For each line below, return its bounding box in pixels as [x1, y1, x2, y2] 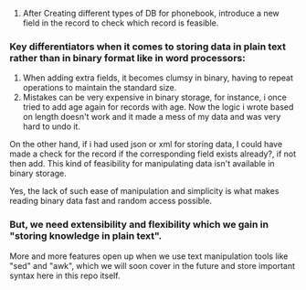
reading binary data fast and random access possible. [9, 196, 213, 207]
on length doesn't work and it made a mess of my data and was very [22, 112, 281, 123]
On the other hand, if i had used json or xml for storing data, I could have [9, 139, 283, 150]
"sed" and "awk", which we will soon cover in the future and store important [9, 260, 295, 271]
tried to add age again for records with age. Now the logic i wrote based [22, 102, 294, 113]
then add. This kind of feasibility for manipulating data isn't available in [9, 158, 276, 169]
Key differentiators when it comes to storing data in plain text [9, 40, 286, 53]
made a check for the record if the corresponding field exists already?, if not [9, 148, 297, 159]
